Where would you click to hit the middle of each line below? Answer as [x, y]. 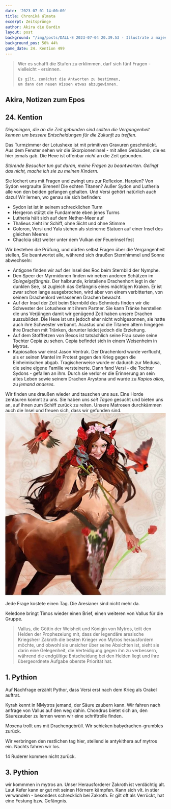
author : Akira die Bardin [33, 27]
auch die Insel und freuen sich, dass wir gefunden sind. [63, 410]
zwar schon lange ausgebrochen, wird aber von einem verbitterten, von [88, 292]
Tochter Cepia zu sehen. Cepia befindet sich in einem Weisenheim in [85, 341]
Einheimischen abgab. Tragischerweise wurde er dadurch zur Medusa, [87, 362]
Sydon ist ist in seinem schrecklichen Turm [58, 207]
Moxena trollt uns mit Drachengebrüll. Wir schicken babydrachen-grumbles [84, 726]
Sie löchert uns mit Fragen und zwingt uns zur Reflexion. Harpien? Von [79, 181]
